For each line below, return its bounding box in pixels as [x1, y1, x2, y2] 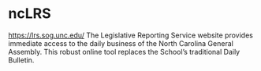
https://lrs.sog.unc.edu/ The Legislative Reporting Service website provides [8, 30, 254, 40]
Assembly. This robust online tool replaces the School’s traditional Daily [8, 47, 240, 56]
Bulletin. [8, 55, 35, 65]
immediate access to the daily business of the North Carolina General [8, 38, 234, 48]
